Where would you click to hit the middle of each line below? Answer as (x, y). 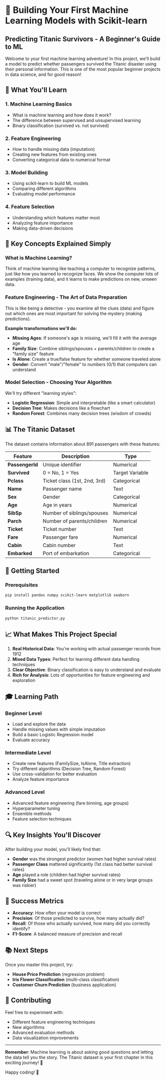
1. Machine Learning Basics (39, 104)
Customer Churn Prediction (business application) (64, 985)
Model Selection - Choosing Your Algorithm (59, 382)
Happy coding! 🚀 (22, 1072)
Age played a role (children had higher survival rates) (66, 875)
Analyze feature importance (41, 779)
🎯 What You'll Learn (36, 90)
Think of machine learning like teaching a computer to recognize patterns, (81, 269)
